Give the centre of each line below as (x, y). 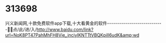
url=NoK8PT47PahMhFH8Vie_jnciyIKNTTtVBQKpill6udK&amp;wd (72, 35)
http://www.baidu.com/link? (65, 29)
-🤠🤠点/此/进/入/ (21, 29)
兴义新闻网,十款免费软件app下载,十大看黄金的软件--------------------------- (83, 23)
